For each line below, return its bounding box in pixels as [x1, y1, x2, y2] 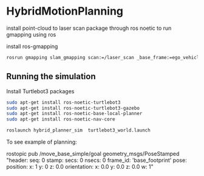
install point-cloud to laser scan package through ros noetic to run [6, 24, 172, 32]
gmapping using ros [6, 30, 56, 38]
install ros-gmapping [6, 43, 58, 50]
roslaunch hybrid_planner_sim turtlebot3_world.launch [6, 127, 151, 133]
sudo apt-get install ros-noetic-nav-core [6, 116, 115, 122]
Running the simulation [6, 71, 96, 82]
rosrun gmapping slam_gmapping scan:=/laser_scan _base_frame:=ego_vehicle [6, 54, 202, 60]
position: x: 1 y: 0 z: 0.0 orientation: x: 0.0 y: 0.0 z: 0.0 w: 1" [6, 163, 154, 170]
